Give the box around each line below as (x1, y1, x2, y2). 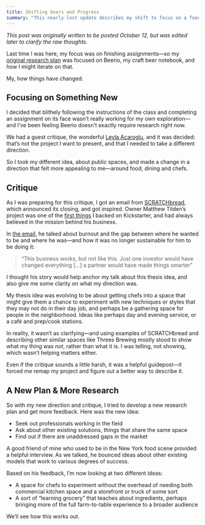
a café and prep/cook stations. (6, 318, 84, 325)
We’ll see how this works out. (6, 512, 80, 520)
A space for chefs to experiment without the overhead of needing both (15, 481, 193, 488)
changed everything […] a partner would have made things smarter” (21, 261, 193, 269)
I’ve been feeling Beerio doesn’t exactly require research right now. (17, 122, 186, 129)
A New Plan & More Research (6, 385, 119, 395)
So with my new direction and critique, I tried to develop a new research (6, 401, 187, 409)
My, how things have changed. (6, 75, 84, 82)
